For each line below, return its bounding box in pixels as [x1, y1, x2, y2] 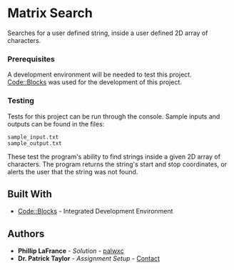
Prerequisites [7, 54, 55, 64]
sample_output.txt [7, 139, 62, 147]
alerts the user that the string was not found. [7, 167, 138, 176]
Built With [7, 188, 52, 200]
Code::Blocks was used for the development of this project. [7, 78, 182, 86]
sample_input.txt [7, 134, 59, 141]
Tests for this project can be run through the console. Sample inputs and [7, 112, 220, 121]
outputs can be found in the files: [7, 119, 105, 128]
